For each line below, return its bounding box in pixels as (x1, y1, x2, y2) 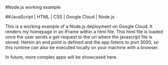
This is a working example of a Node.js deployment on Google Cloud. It (5, 23, 153, 29)
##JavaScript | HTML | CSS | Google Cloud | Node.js (5, 14, 115, 19)
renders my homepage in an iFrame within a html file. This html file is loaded (5, 29, 163, 34)
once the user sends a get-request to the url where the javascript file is (5, 34, 152, 40)
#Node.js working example (5, 4, 61, 10)
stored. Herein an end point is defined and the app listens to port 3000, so (5, 39, 159, 45)
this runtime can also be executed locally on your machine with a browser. (5, 45, 159, 50)
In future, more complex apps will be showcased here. (5, 54, 118, 60)
